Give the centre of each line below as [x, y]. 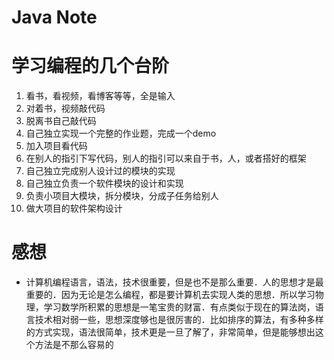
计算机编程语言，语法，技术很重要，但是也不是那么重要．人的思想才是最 [174, 282]
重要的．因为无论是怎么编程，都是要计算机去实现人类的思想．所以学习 [170, 295]
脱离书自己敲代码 [61, 121]
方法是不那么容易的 [74, 345]
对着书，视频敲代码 [65, 108]
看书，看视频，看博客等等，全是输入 [100, 96]
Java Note [54, 17]
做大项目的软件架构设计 [74, 208]
